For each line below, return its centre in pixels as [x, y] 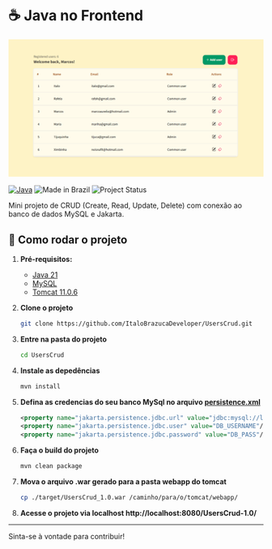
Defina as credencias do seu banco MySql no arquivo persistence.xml [140, 401]
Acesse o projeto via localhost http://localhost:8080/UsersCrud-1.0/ [138, 513]
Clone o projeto [47, 307]
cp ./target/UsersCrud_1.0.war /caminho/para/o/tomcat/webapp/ [129, 498]
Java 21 [45, 274]
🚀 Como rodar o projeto [68, 240]
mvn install [40, 386]
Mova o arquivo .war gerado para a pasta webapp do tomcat [123, 482]
